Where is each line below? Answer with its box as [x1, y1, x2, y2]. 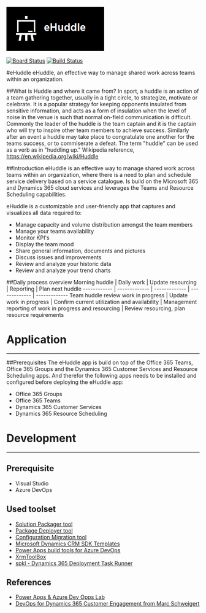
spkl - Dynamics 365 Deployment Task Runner [15, 560, 133, 567]
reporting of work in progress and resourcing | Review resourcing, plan [6, 305, 186, 312]
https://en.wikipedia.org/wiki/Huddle [6, 153, 99, 160]
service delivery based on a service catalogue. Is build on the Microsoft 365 [6, 178, 199, 185]
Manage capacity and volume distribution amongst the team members [15, 221, 193, 228]
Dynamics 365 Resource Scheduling [15, 410, 107, 417]
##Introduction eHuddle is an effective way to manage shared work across [6, 165, 195, 172]
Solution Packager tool [15, 520, 73, 528]
